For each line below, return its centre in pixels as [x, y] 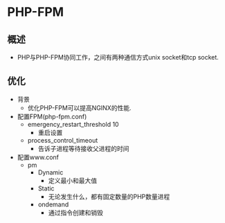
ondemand [53, 204]
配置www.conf [38, 157]
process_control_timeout [63, 140]
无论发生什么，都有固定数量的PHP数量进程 [109, 196]
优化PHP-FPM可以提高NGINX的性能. [79, 107]
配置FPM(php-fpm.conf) [52, 116]
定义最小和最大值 [73, 180]
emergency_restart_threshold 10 [73, 124]
